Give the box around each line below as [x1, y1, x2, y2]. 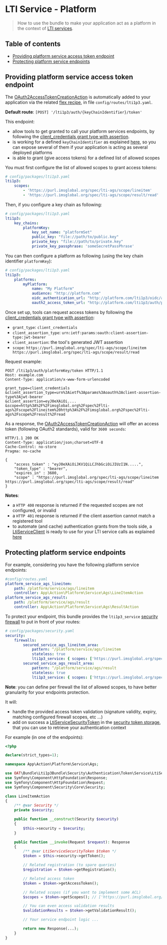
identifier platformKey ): [5, 258, 52, 264]
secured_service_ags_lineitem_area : [23, 642, 99, 647]
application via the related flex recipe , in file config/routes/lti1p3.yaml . [5, 99, 153, 105]
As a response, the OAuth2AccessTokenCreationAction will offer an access [5, 420, 159, 426]
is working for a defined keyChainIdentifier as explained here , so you [12, 139, 157, 145]
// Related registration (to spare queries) [23, 863, 117, 868]
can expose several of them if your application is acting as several [12, 144, 148, 150]
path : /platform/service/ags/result [14, 600, 90, 605]
